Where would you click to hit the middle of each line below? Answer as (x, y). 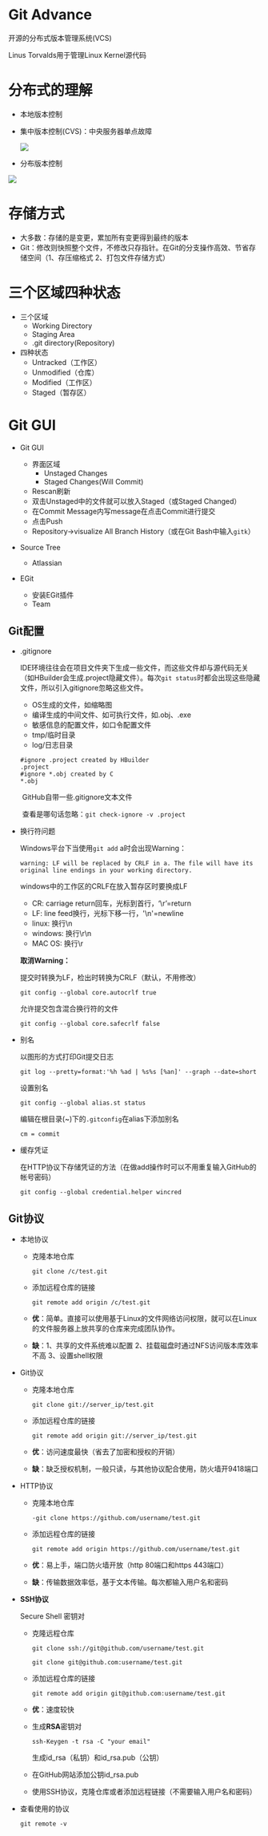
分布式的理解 (51, 91)
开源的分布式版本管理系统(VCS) (60, 38)
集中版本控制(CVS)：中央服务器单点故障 (86, 131)
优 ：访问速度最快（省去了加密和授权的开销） (106, 1452)
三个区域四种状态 (65, 293)
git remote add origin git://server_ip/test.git (114, 1436)
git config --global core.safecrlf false (90, 1023)
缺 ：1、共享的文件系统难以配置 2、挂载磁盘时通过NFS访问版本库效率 (145, 1346)
